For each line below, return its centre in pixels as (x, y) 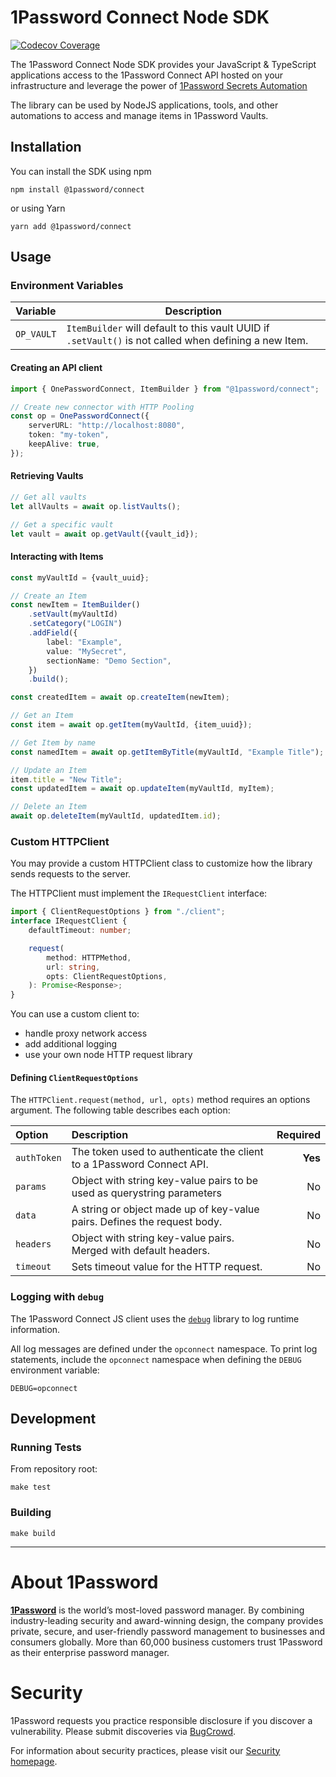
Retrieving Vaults (47, 476)
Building (31, 1513)
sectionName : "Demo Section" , (109, 661)
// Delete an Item (48, 807)
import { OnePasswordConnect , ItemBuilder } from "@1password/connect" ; (165, 389)
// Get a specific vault (62, 524)
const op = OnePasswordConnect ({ (80, 416)
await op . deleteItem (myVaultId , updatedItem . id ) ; (116, 816)
